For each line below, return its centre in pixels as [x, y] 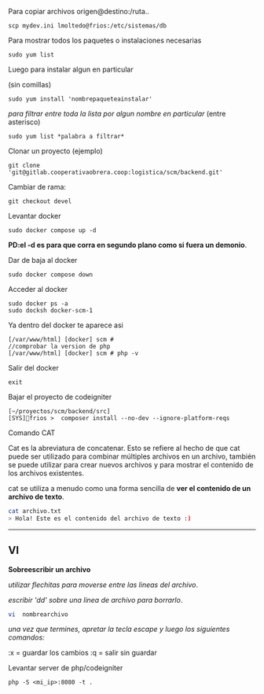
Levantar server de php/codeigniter [66, 668]
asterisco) [24, 122]
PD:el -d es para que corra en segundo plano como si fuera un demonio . [128, 245]
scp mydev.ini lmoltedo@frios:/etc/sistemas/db [88, 26]
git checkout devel [40, 201]
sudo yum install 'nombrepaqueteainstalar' [81, 99]
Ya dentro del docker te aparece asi [66, 325]
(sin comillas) [30, 85]
